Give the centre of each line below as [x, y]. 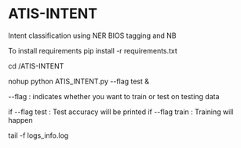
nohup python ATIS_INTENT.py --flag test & [79, 81]
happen [20, 120]
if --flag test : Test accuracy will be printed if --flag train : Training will [121, 112]
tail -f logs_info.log [38, 135]
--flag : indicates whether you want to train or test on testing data [114, 96]
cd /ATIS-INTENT [36, 66]
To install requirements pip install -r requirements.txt [93, 50]
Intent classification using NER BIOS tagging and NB [92, 35]
